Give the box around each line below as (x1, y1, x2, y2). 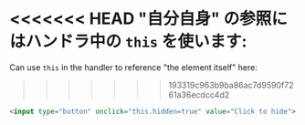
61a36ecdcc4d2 (168, 89, 230, 100)
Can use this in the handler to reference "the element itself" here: (9, 61, 258, 73)
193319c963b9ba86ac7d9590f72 (168, 79, 294, 90)
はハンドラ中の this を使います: (9, 31, 247, 52)
